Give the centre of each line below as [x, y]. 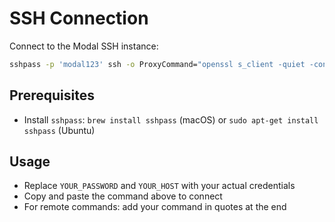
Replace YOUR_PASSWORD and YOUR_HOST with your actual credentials [159, 186]
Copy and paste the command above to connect [123, 196]
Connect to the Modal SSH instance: [84, 46]
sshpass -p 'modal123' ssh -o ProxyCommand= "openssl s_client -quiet [157, 64]
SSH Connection [79, 18]
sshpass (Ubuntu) [59, 130]
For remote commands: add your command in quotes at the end [155, 207]
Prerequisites [52, 95]
